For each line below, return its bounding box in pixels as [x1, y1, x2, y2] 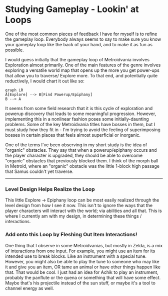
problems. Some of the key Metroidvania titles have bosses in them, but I [5, 121, 155, 127]
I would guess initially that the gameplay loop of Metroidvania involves [5, 56, 150, 62]
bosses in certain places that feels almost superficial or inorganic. [5, 132, 141, 138]
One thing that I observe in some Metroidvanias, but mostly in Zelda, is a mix [5, 242, 163, 248]
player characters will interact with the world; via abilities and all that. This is [5, 208, 162, 214]
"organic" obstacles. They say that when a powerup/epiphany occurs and [5, 147, 157, 153]
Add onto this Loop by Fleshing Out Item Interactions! [5, 231, 137, 238]
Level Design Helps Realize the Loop [5, 185, 95, 192]
